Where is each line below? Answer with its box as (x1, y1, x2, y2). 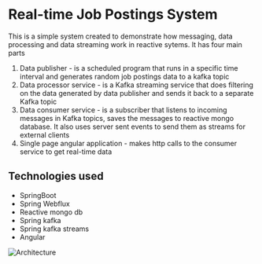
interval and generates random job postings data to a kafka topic (19, 71, 230, 81)
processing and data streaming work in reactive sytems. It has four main (8, 39, 242, 49)
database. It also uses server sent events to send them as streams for (19, 122, 246, 131)
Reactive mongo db (19, 207, 83, 217)
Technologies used (8, 170, 104, 183)
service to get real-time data (19, 147, 113, 156)
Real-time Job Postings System (8, 5, 218, 24)
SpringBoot (19, 190, 57, 200)
